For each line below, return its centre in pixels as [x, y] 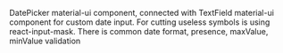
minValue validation [45, 41]
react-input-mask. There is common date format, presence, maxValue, [139, 31]
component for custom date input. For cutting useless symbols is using [140, 22]
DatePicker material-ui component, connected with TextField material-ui [142, 13]
